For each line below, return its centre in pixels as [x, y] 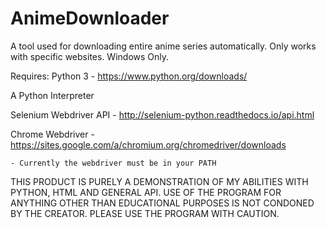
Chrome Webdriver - [52, 134]
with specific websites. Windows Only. [90, 56]
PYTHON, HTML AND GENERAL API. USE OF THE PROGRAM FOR [146, 192]
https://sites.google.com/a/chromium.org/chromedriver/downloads [148, 144]
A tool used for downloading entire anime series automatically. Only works [163, 46]
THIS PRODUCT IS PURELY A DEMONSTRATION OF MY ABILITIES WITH [159, 181]
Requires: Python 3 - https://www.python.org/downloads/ [129, 76]
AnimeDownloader [90, 18]
